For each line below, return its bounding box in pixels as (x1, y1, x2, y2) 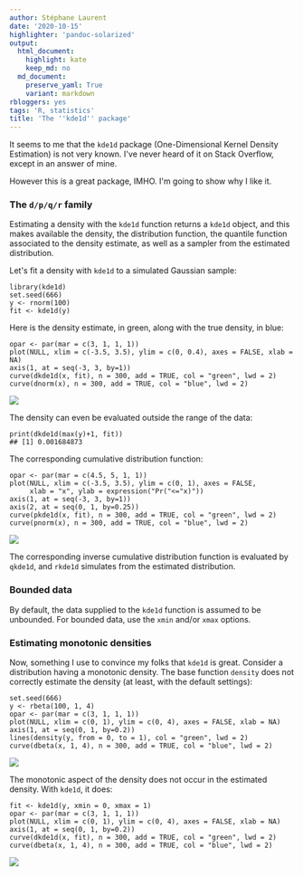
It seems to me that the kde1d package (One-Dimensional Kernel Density (9, 139, 279, 150)
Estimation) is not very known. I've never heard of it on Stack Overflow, (9, 148, 274, 159)
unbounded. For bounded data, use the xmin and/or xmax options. (9, 614, 251, 624)
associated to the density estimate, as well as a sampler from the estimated (9, 238, 290, 249)
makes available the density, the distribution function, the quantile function (9, 228, 288, 240)
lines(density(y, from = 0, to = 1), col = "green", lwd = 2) (9, 734, 249, 743)
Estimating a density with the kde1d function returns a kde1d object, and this (9, 219, 290, 230)
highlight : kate (25, 55, 88, 64)
